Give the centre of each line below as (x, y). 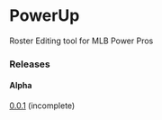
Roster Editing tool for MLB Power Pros (81, 41)
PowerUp (45, 16)
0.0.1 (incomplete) (42, 106)
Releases (30, 64)
